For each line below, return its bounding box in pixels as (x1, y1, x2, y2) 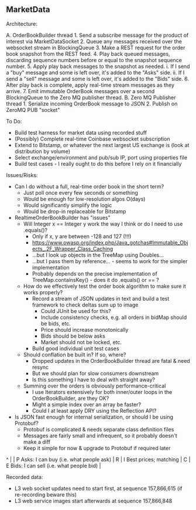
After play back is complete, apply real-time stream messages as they (6, 81, 174, 89)
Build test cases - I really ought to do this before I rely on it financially (14, 160, 182, 167)
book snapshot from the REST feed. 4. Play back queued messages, (6, 50, 171, 57)
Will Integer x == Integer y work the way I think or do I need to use (23, 220, 183, 227)
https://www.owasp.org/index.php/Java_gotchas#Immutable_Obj (32, 239, 188, 246)
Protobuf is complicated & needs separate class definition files (23, 426, 174, 433)
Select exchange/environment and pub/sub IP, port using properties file (14, 154, 187, 161)
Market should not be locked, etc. (40, 338, 122, 345)
